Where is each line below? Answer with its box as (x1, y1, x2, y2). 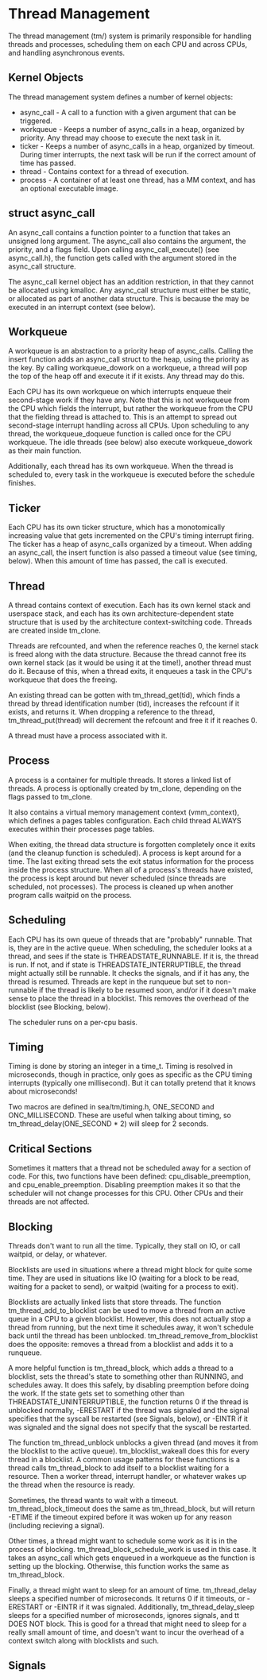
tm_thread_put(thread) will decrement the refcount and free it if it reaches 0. (8, 716, 257, 725)
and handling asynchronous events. (8, 48, 126, 57)
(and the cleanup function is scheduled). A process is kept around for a (8, 848, 242, 857)
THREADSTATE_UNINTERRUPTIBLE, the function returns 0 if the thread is (8, 1397, 249, 1407)
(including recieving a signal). (8, 1521, 105, 1531)
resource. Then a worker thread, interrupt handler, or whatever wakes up (8, 1472, 247, 1481)
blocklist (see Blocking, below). (8, 1002, 111, 1012)
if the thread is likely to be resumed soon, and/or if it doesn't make (39, 985, 257, 994)
